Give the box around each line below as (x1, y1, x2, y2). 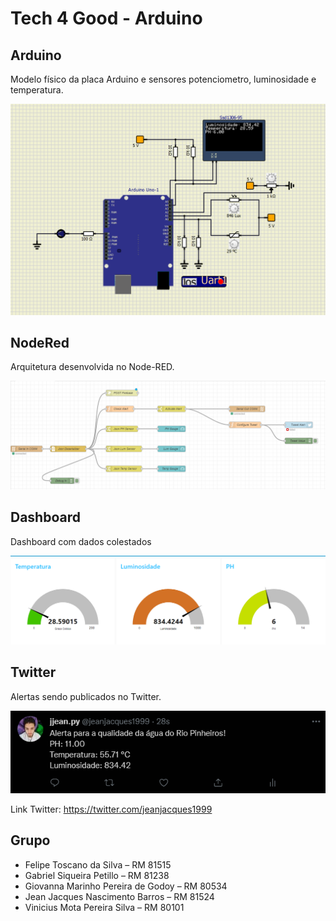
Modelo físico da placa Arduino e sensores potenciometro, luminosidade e (10, 73, 317, 85)
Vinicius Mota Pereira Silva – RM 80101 (24, 901, 185, 913)
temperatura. (10, 84, 64, 96)
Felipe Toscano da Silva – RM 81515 (24, 858, 172, 871)
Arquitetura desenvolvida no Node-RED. (10, 361, 175, 373)
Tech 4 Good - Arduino (10, 7, 203, 30)
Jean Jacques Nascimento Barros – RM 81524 (24, 890, 215, 902)
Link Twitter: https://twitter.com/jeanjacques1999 (10, 803, 213, 815)
